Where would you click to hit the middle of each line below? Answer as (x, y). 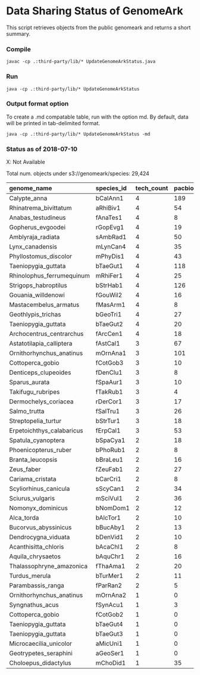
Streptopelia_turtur (35, 421)
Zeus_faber (25, 469)
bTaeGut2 (109, 324)
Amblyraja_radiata (35, 237)
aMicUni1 (109, 643)
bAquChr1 (110, 556)
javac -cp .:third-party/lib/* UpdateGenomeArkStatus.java (81, 62)
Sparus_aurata (29, 382)
